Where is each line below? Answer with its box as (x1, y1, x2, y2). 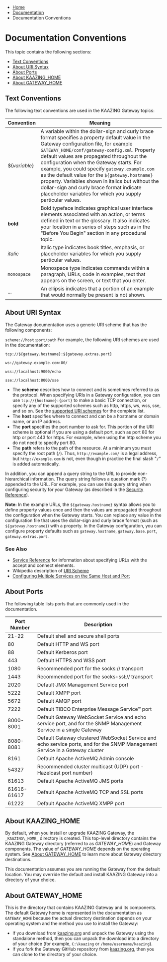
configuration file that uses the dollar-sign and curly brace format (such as (5, 517, 158, 523)
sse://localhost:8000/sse (5, 378, 59, 383)
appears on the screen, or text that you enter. (40, 277, 146, 284)
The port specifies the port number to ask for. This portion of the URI (12, 424, 154, 430)
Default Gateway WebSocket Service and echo (37, 714, 147, 721)
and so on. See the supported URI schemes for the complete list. (12, 408, 145, 414)
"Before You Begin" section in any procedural (40, 229, 147, 236)
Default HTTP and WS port (37, 640, 99, 647)
